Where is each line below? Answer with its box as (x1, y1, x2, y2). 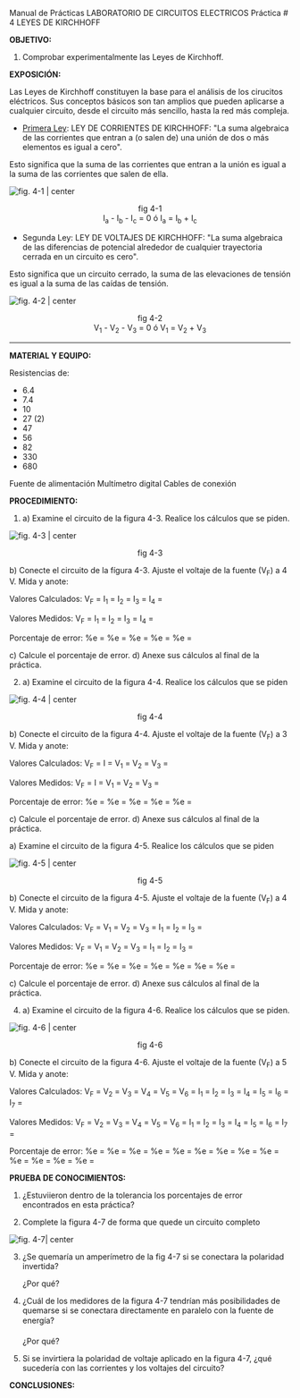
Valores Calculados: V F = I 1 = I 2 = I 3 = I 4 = (9, 594, 163, 606)
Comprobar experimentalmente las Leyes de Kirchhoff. (21, 52, 224, 62)
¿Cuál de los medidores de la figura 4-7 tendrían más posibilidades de (21, 1295, 281, 1306)
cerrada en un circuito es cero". (21, 250, 138, 262)
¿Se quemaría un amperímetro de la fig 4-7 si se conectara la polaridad (21, 1251, 285, 1262)
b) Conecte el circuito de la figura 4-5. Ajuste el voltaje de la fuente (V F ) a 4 (9, 893, 287, 906)
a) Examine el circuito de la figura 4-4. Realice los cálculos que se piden (21, 676, 288, 687)
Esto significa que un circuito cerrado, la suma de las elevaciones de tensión (9, 268, 291, 279)
